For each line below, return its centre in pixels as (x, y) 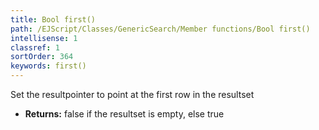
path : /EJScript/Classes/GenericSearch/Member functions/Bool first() (160, 29)
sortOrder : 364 (42, 57)
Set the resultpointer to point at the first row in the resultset (132, 94)
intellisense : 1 (44, 38)
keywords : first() (48, 66)
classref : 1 (35, 47)
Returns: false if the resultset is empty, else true (124, 114)
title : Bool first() (53, 19)
